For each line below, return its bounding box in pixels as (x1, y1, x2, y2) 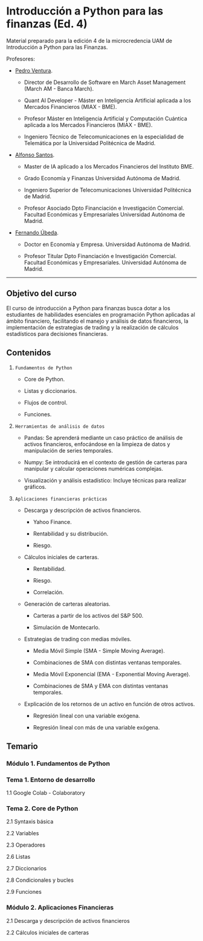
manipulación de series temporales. (24, 447, 113, 454)
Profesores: (6, 55, 35, 62)
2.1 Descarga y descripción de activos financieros (6, 917, 130, 924)
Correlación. (33, 588, 65, 596)
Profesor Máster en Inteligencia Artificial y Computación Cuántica (24, 115, 187, 122)
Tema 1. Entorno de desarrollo (6, 775, 95, 784)
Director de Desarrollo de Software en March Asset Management (24, 79, 186, 86)
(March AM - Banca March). (24, 85, 94, 92)
